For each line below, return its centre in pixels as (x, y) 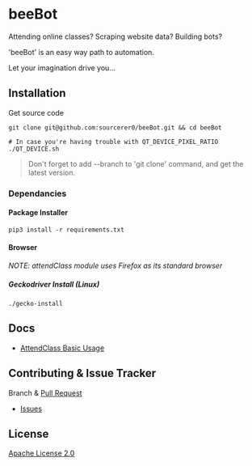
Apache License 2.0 (42, 453)
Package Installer (38, 213)
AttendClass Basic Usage (62, 348)
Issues (31, 409)
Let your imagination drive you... (62, 68)
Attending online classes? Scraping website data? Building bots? (115, 36)
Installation (37, 93)
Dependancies (38, 193)
